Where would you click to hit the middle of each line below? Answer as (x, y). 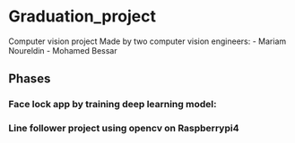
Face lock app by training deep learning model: (113, 105)
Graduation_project (82, 17)
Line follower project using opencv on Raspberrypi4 (124, 129)
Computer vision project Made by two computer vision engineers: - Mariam (147, 41)
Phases (30, 79)
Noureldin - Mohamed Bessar (63, 50)
